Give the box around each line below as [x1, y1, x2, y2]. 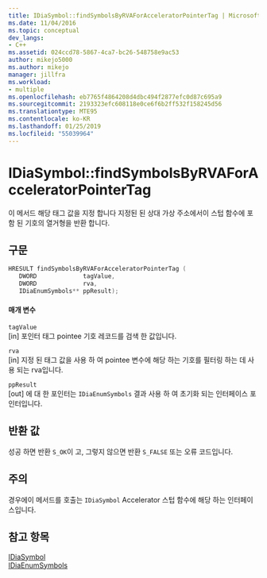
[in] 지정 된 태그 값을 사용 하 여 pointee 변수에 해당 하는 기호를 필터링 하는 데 [8, 355, 246, 365]
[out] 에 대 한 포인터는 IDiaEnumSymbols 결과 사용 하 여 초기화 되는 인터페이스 [8, 389, 249, 399]
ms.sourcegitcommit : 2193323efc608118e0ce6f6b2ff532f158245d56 [8, 100, 222, 108]
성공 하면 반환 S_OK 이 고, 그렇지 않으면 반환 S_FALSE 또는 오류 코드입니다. [8, 446, 234, 457]
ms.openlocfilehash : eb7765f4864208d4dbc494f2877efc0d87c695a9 [8, 93, 222, 101]
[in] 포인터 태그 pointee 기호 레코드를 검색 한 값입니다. [8, 331, 177, 341]
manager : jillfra [8, 71, 66, 79]
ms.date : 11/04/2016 [8, 19, 77, 27]
